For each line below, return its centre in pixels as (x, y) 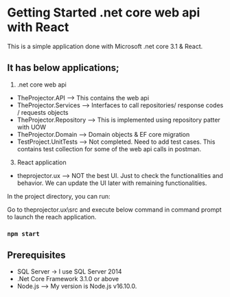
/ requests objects (43, 112)
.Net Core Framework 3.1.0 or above (68, 279)
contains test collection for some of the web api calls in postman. (109, 148)
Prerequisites (36, 255)
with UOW (32, 127)
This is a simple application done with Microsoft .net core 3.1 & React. (105, 46)
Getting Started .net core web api (104, 13)
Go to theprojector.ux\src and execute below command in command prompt (114, 209)
